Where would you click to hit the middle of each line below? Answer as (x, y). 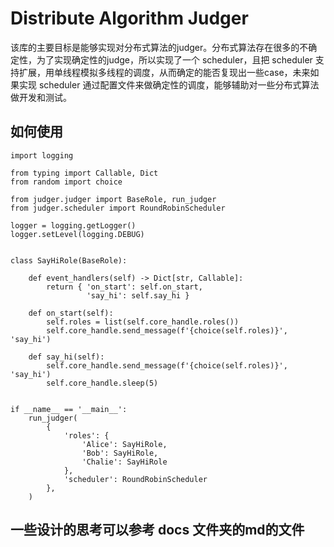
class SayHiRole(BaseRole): (69, 260)
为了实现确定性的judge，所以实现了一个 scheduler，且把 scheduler (174, 59)
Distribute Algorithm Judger (129, 18)
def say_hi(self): (66, 357)
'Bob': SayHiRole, (120, 453)
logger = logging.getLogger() (73, 225)
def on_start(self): (71, 313)
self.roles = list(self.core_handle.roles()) (143, 322)
